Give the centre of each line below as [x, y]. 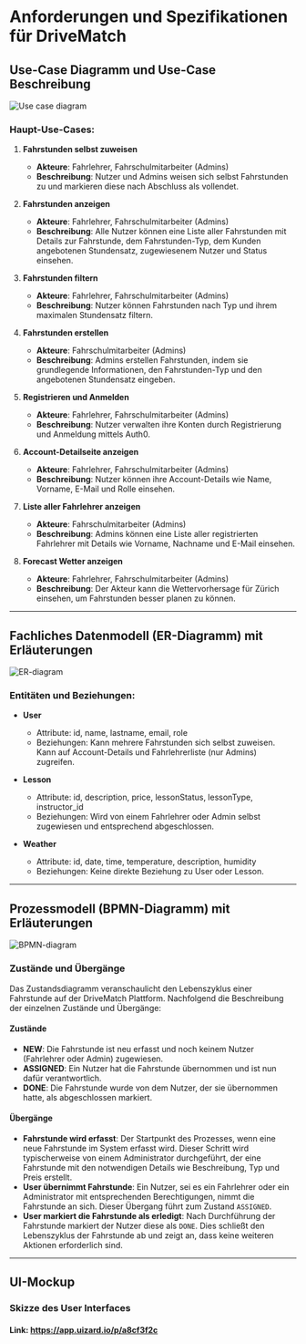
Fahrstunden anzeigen [66, 204]
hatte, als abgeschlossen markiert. [87, 1097]
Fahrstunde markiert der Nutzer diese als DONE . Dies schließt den [143, 1225]
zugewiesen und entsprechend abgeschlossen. [125, 826]
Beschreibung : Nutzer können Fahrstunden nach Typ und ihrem [157, 305]
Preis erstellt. [47, 1177]
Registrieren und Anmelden [76, 398]
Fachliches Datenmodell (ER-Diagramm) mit [137, 636]
